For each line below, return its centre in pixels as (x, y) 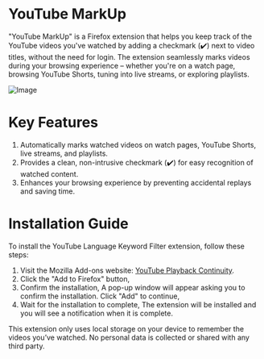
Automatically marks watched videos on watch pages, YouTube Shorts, (138, 144)
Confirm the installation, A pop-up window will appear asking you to (132, 287)
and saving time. (47, 191)
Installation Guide (68, 224)
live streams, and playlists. (64, 153)
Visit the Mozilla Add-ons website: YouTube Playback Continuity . (127, 270)
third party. (27, 346)
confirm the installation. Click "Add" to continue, (99, 296)
